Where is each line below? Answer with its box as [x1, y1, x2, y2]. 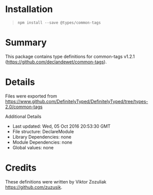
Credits [5, 162, 37, 173]
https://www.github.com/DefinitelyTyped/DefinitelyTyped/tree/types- [5, 98, 148, 104]
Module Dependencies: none [12, 139, 73, 145]
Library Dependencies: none [12, 134, 72, 140]
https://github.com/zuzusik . [5, 184, 63, 190]
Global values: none [12, 144, 54, 150]
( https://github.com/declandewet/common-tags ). [5, 59, 107, 65]
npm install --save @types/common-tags [17, 20, 101, 25]
